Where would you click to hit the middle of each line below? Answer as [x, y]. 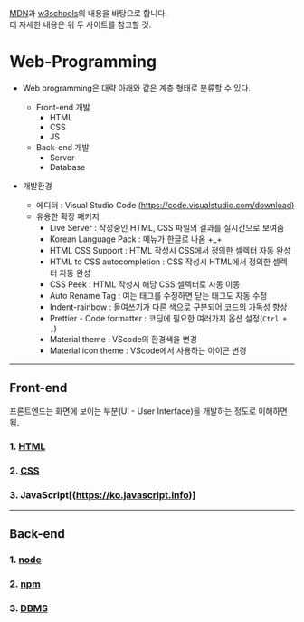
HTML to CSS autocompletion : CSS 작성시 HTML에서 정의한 [160, 262]
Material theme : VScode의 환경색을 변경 [123, 339]
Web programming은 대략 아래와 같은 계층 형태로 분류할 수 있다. [137, 88]
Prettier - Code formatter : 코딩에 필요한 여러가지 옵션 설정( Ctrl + [168, 318]
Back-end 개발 [62, 147]
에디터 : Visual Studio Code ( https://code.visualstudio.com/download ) [165, 205]
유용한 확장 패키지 [67, 216]
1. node [26, 560]
